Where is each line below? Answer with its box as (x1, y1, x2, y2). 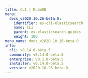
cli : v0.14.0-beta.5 (9, 47, 51, 52)
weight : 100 (14, 34, 38, 39)
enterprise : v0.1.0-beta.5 (9, 57, 64, 62)
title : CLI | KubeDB (5, 7, 47, 12)
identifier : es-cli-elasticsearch (14, 20, 83, 26)
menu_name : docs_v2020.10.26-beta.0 (5, 39, 79, 44)
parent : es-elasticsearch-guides (14, 30, 81, 34)
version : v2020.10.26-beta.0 (9, 66, 68, 71)
